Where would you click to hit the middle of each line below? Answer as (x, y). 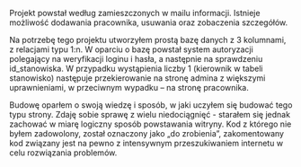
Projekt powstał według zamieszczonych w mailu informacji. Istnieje (135, 13)
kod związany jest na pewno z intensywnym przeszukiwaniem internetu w (146, 143)
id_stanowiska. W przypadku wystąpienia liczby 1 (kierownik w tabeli (136, 68)
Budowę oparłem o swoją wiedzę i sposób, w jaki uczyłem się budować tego (151, 105)
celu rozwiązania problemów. (63, 153)
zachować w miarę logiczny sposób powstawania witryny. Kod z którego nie (150, 124)
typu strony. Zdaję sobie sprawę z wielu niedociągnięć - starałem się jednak (150, 114)
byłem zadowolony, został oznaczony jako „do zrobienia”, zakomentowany (147, 133)
